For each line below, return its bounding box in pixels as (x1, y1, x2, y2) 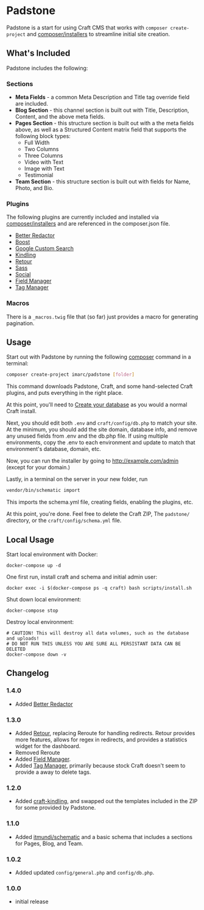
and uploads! (6, 636, 40, 642)
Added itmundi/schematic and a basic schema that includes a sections (15, 833, 193, 840)
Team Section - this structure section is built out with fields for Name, (15, 178, 191, 185)
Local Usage (6, 534, 55, 545)
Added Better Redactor (15, 700, 73, 708)
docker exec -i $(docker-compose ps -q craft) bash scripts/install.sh (6, 585, 192, 592)
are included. (15, 100, 49, 108)
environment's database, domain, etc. (6, 446, 102, 453)
